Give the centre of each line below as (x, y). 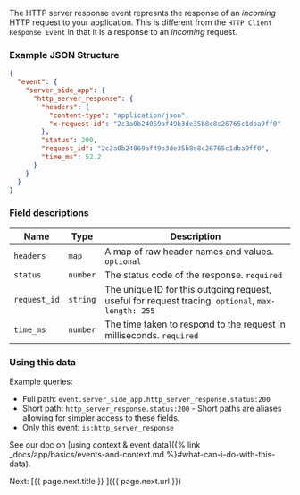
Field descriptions (49, 213)
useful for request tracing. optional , (179, 301)
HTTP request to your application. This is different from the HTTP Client (141, 22)
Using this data (43, 362)
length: (121, 311)
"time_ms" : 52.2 (71, 157)
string (82, 299)
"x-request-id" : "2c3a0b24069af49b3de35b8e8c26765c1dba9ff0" (165, 124)
